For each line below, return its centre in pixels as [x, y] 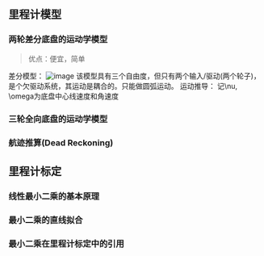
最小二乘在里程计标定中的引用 [67, 243]
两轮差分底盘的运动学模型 [58, 40]
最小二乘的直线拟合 [46, 220]
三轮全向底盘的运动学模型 [58, 119]
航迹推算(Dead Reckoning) [61, 142]
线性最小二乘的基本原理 [54, 196]
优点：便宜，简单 [57, 58]
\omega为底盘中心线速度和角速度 [64, 96]
